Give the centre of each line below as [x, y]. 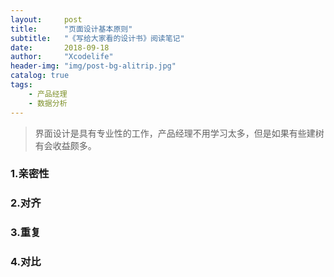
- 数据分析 [48, 103]
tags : [21, 85]
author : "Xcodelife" [62, 57]
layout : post [46, 19]
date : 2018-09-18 [60, 47]
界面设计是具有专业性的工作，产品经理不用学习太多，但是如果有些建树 [179, 133]
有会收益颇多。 [65, 145]
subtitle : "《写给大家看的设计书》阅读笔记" [97, 38]
